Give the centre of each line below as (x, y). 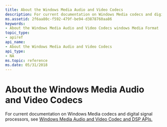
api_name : (15, 42)
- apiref (14, 38)
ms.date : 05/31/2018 (27, 65)
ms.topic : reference (27, 61)
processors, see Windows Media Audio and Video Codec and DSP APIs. (79, 119)
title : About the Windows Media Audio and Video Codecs (64, 10)
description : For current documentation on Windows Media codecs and (79, 14)
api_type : (15, 51)
